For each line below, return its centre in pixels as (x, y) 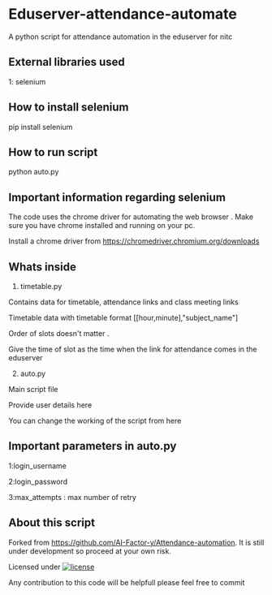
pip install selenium (41, 127)
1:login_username (38, 466)
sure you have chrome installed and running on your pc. (102, 226)
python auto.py (34, 172)
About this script (52, 523)
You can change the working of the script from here (95, 420)
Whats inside (43, 267)
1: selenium (27, 81)
